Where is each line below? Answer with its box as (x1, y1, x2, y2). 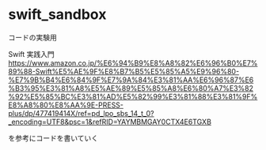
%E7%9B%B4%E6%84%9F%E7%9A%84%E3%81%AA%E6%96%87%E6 (8, 75, 254, 84)
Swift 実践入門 (8, 49, 55, 58)
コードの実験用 (8, 32, 57, 42)
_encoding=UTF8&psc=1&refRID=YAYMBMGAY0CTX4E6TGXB (8, 117, 212, 126)
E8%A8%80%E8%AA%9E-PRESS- (8, 100, 124, 110)
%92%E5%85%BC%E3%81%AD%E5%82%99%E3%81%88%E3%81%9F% (8, 92, 258, 101)
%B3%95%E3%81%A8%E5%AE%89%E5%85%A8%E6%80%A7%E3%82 (8, 83, 254, 92)
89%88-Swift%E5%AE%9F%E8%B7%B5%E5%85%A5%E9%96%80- (8, 66, 240, 76)
